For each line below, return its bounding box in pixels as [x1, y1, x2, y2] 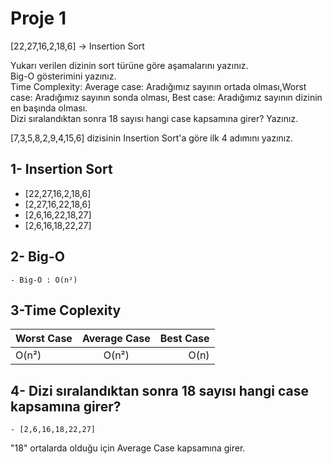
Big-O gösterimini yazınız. [10, 70, 117, 82]
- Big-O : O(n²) [10, 275, 78, 285]
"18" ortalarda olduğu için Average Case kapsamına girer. [10, 442, 246, 454]
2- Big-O [10, 248, 65, 266]
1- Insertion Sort [10, 161, 113, 178]
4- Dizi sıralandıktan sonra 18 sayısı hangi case [10, 382, 310, 399]
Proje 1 [10, 7, 67, 30]
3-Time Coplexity [10, 302, 122, 319]
